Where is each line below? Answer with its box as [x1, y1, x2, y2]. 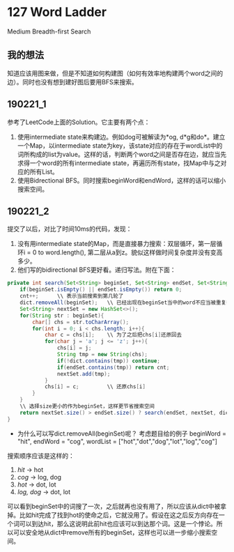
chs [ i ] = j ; [56, 344, 92, 352]
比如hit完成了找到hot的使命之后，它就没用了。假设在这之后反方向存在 [19, 510, 219, 519]
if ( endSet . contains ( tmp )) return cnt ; [56, 364, 170, 371]
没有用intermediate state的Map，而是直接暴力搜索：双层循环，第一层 [17, 240, 217, 248]
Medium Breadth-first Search [7, 27, 91, 36]
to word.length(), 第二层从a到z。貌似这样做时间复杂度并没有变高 [38, 248, 223, 256]
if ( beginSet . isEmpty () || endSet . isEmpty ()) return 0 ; [19, 286, 182, 293]
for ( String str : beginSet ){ [19, 312, 104, 319]
